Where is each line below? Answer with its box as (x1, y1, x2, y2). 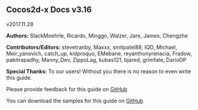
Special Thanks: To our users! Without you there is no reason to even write (6, 68, 191, 75)
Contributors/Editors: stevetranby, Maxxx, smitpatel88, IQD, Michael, (6, 43, 178, 51)
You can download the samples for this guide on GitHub (6, 97, 144, 104)
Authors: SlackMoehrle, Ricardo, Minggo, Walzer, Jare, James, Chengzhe (6, 32, 188, 39)
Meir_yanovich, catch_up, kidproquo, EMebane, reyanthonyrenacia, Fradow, (6, 50, 193, 57)
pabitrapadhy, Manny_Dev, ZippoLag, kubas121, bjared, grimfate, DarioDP (6, 56, 187, 63)
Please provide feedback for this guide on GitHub (6, 86, 128, 93)
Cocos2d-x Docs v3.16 (6, 5, 92, 15)
